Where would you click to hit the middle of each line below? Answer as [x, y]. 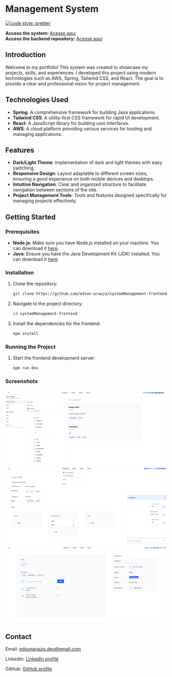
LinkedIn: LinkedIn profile [32, 659]
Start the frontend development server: [54, 358]
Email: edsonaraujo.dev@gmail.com [43, 649]
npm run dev [25, 368]
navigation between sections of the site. [55, 190]
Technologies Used [37, 100]
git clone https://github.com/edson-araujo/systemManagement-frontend [90, 294]
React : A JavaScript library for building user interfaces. [71, 123]
